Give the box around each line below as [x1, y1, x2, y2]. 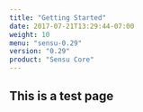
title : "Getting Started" [9, 13, 106, 23]
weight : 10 [9, 30, 50, 39]
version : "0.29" [9, 47, 70, 56]
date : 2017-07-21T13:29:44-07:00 [9, 22, 135, 31]
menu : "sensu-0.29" [9, 38, 83, 48]
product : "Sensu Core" [9, 55, 94, 64]
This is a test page [9, 89, 114, 104]
